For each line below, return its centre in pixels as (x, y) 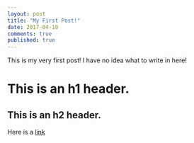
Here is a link (26, 132)
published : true (31, 40)
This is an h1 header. (68, 89)
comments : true (30, 34)
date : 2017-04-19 (33, 27)
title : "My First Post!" (44, 21)
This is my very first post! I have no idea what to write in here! (97, 60)
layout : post (27, 14)
